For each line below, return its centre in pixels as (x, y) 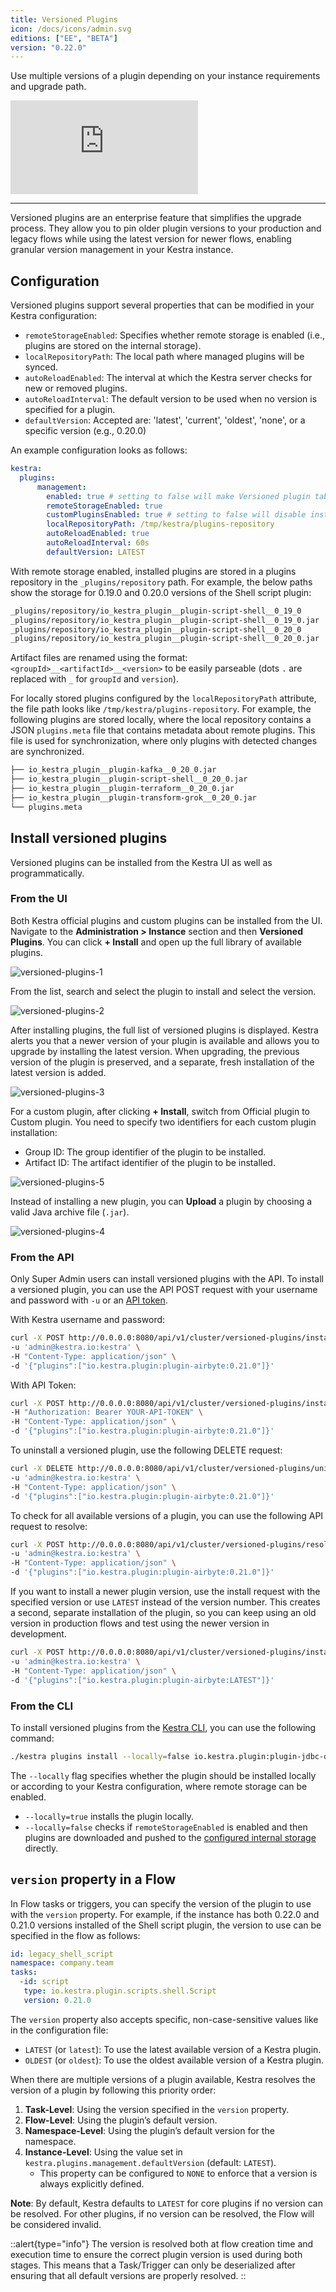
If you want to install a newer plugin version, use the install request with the (165, 1592)
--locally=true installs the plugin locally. (109, 1816)
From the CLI (42, 1706)
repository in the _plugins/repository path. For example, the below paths (161, 582)
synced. (41, 367)
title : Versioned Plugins (64, 19)
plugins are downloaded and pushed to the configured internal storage (170, 1837)
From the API (42, 1257)
